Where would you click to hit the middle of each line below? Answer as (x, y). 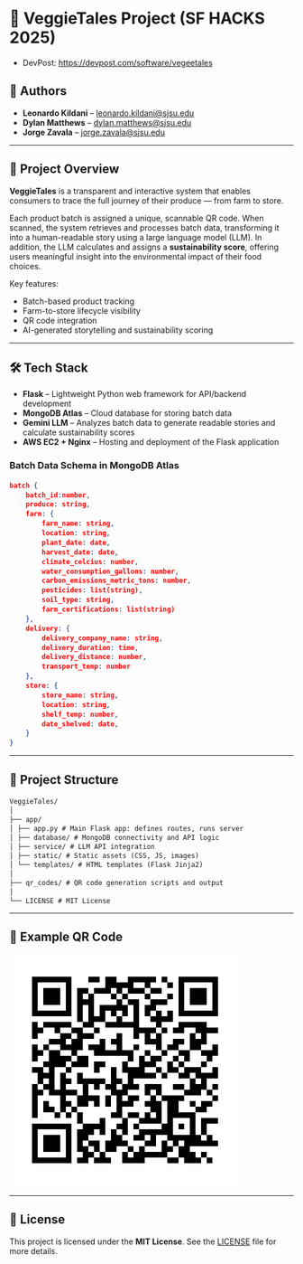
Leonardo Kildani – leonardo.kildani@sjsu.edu (108, 113)
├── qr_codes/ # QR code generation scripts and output (116, 882)
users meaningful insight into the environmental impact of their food (136, 256)
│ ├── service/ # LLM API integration (82, 846)
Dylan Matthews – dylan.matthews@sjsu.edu (107, 122)
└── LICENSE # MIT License (60, 901)
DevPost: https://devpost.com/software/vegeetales (118, 62)
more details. (34, 1250)
